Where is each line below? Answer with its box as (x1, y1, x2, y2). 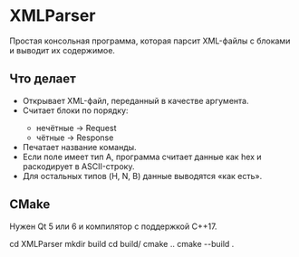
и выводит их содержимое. (9, 44, 116, 55)
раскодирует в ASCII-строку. (22, 160, 135, 172)
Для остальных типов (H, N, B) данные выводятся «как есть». (22, 170, 263, 181)
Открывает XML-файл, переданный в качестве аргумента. (22, 95, 249, 106)
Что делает (9, 71, 77, 87)
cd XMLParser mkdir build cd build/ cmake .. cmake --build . (9, 238, 235, 249)
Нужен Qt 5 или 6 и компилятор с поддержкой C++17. (9, 221, 217, 232)
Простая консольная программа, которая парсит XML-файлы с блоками (9, 35, 291, 46)
